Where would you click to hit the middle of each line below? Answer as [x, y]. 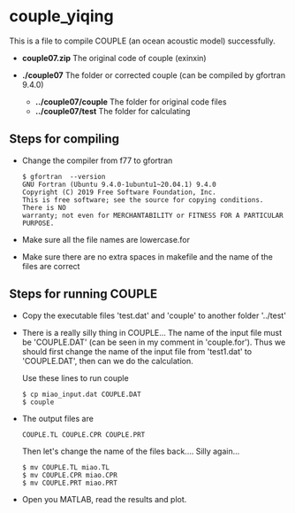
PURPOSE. [38, 223]
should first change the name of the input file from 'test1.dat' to [137, 351]
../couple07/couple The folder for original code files [131, 101]
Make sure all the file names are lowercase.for [106, 239]
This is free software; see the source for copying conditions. [143, 200]
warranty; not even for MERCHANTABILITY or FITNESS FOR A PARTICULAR [153, 215]
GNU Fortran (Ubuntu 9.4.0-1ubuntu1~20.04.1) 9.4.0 [119, 184]
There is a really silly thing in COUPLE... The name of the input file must [152, 332]
